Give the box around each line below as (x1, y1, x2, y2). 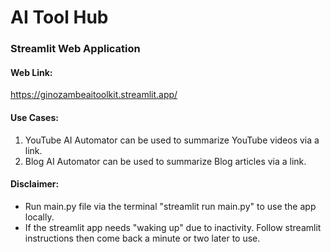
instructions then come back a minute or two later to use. (24, 232, 261, 244)
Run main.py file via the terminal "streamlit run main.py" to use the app (24, 200, 317, 212)
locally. (24, 211, 55, 223)
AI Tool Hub (10, 6, 109, 29)
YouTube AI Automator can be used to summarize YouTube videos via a (24, 134, 320, 146)
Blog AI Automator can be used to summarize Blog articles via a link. (24, 155, 307, 167)
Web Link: (10, 66, 53, 78)
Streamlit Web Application (10, 42, 141, 56)
